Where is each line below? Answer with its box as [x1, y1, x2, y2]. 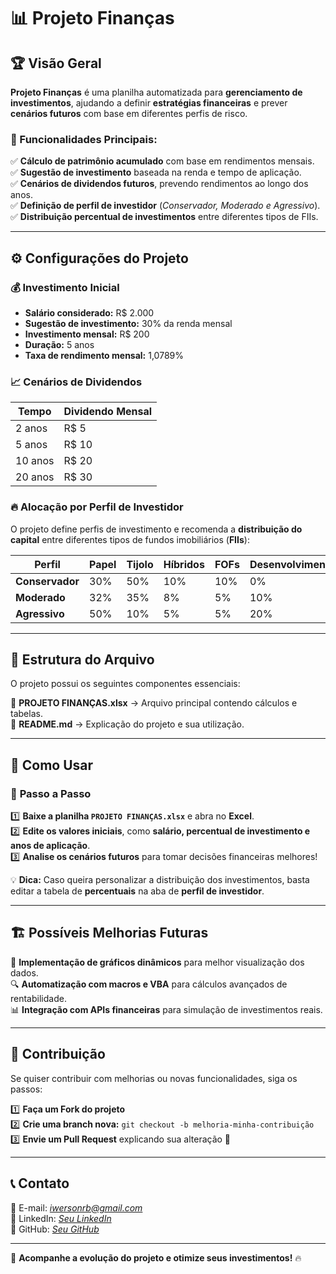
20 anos [15, 470, 55, 484]
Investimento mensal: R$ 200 [24, 328, 150, 340]
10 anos [15, 454, 55, 468]
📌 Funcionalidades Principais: [10, 132, 158, 146]
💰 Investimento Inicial [10, 280, 120, 294]
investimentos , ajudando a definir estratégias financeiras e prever [10, 97, 288, 109]
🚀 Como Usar [10, 756, 94, 774]
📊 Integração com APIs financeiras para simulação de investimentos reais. [10, 1003, 323, 1015]
